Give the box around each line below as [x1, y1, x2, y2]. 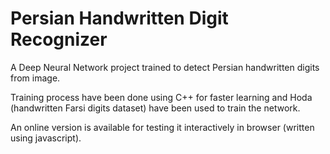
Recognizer [10, 28, 108, 51]
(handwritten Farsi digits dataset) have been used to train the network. [10, 102, 301, 114]
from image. [10, 72, 61, 84]
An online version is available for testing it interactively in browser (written [10, 121, 315, 133]
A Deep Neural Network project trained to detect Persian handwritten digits [10, 61, 320, 73]
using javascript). [10, 132, 82, 144]
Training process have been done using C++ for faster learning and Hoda [10, 91, 313, 103]
